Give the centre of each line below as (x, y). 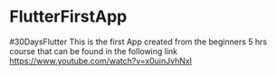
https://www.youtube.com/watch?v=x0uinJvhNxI (101, 61)
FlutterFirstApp (68, 17)
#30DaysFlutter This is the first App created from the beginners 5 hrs (138, 42)
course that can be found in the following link (94, 51)
